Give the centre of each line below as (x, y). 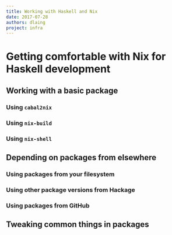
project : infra (24, 28)
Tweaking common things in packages (78, 225)
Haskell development (58, 69)
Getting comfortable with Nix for (86, 57)
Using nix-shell (29, 139)
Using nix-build (29, 123)
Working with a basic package (62, 90)
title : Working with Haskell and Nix (52, 11)
